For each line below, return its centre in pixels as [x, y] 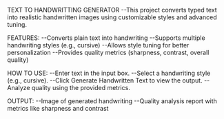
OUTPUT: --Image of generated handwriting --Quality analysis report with [112, 101]
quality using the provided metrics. [81, 88]
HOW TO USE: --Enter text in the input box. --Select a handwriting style [109, 73]
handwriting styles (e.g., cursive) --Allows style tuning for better [98, 45]
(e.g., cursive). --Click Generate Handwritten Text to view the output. [105, 80]
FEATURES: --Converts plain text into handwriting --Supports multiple [106, 38]
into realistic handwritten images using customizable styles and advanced [112, 17]
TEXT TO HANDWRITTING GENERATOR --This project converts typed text [112, 10]
